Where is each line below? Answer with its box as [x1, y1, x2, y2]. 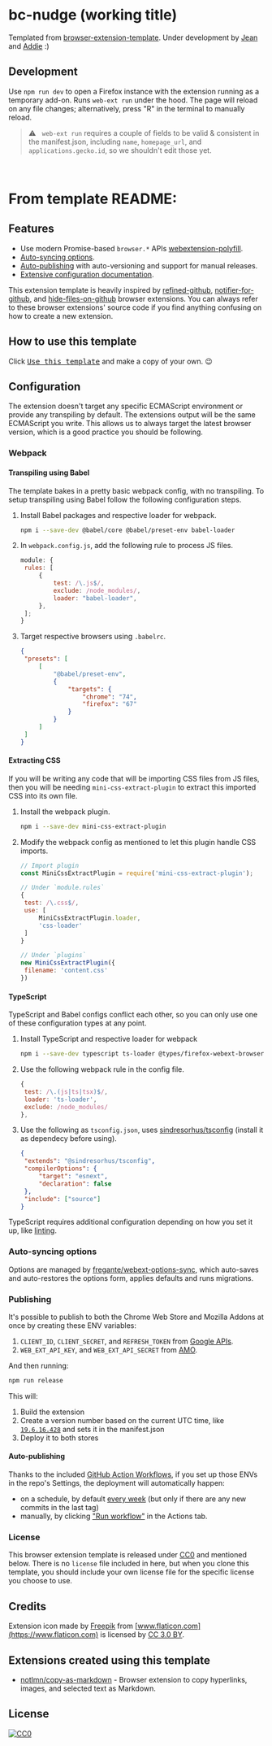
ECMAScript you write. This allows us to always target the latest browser [8, 419, 252, 429]
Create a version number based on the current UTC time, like [19, 1415, 225, 1425]
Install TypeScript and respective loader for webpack [19, 1034, 197, 1044]
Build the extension [19, 1407, 85, 1417]
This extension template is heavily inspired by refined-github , [8, 285, 214, 294]
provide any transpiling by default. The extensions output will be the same [8, 410, 256, 420]
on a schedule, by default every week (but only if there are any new [19, 1494, 247, 1504]
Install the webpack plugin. [19, 807, 111, 816]
